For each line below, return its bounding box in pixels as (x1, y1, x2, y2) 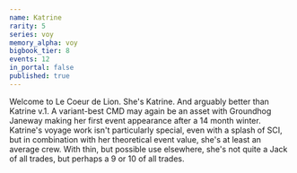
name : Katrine (9, 13, 63, 22)
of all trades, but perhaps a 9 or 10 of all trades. (9, 153, 185, 164)
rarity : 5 (9, 22, 47, 30)
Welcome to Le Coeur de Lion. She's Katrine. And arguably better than (9, 96, 269, 107)
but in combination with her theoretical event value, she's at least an (9, 134, 262, 144)
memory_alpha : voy (9, 38, 78, 48)
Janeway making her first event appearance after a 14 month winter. (9, 115, 262, 125)
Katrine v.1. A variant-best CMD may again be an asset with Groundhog (9, 105, 272, 117)
